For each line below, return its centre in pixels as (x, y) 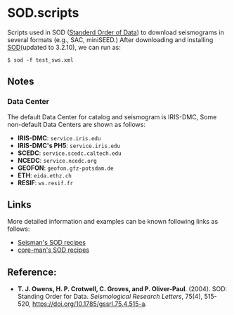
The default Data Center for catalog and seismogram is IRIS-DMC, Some (112, 116)
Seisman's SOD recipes (52, 243)
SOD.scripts (43, 13)
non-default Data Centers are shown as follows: (77, 124)
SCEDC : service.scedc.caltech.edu (69, 153)
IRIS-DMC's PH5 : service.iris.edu (69, 145)
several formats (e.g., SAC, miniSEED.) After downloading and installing (110, 39)
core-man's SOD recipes (53, 250)
